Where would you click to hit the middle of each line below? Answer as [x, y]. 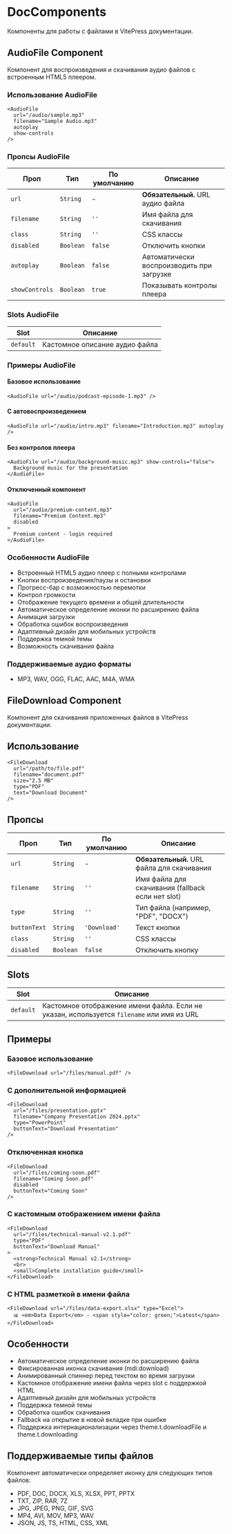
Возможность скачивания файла [66, 646]
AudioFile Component [55, 53]
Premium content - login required [63, 534]
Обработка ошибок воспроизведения [73, 624]
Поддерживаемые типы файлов [80, 1456]
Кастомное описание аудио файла [100, 344]
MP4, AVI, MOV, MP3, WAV [56, 1515]
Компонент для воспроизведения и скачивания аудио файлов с [101, 69]
